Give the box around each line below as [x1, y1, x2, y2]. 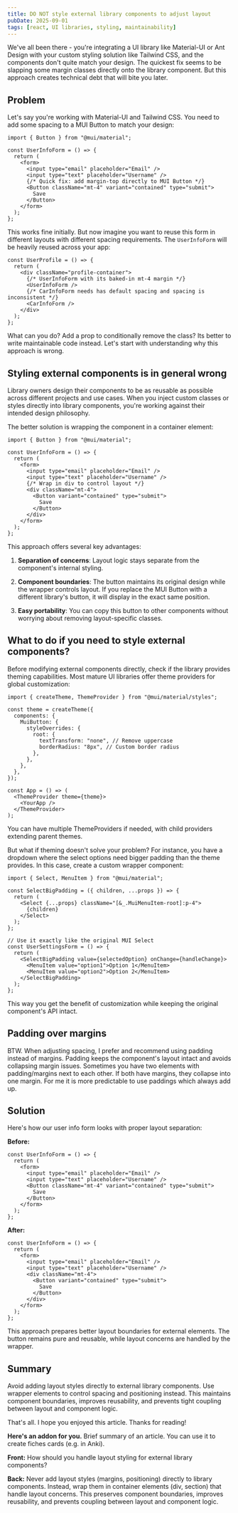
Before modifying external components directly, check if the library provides [7, 664, 231, 673]
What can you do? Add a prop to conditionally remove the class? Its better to [7, 332, 232, 340]
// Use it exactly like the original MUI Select [7, 937, 154, 944]
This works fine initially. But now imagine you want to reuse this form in [7, 228, 215, 236]
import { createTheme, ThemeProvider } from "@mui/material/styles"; [7, 693, 218, 701]
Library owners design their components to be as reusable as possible [7, 386, 213, 394]
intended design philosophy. [7, 409, 90, 417]
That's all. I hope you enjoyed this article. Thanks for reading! [7, 1418, 187, 1427]
